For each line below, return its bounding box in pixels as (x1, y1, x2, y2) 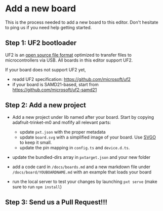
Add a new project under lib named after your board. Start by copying (12, 114, 154, 120)
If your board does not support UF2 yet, (5, 67, 86, 72)
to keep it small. (19, 139, 52, 145)
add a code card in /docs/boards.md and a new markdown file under (12, 164, 151, 170)
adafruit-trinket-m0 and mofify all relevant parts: (12, 119, 111, 125)
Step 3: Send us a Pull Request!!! (5, 198, 108, 206)
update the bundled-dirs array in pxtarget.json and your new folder (12, 154, 151, 160)
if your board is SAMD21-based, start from (12, 81, 99, 87)
